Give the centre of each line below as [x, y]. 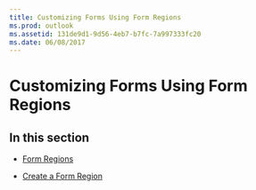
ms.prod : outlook [41, 26]
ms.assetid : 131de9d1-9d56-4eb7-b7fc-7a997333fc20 [105, 34]
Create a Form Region [62, 176]
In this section [50, 137]
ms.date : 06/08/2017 [48, 42]
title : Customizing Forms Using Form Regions [95, 17]
